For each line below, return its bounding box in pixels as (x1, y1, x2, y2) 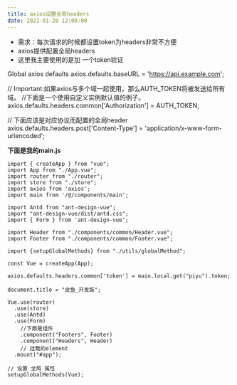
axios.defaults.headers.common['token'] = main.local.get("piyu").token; (7, 272, 231, 280)
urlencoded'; (7, 131, 45, 139)
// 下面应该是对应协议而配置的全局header (7, 115, 128, 125)
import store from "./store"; (7, 179, 98, 186)
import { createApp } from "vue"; (7, 160, 110, 167)
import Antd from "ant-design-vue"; (7, 204, 116, 211)
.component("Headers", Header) (20, 337, 113, 344)
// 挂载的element (20, 344, 68, 352)
